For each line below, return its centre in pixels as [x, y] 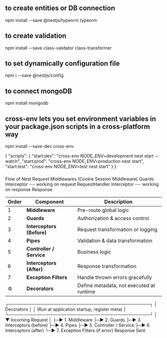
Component [49, 202]
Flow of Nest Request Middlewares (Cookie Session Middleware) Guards [80, 179]
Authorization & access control [113, 219]
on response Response [29, 190]
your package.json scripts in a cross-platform [78, 126]
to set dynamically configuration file [63, 63]
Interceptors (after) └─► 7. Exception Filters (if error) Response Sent [75, 331]
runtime [86, 292]
